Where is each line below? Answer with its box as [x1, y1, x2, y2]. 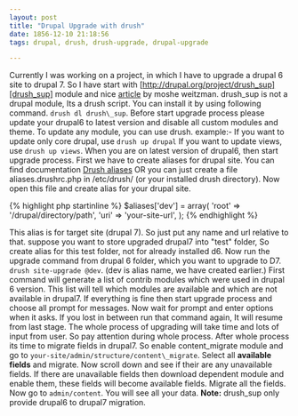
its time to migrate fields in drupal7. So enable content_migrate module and [9, 340, 284, 351]
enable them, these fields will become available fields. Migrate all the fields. [9, 379, 286, 389]
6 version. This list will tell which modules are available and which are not [9, 284, 278, 294]
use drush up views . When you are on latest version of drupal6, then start [9, 146, 278, 156]
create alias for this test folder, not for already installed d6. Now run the [9, 246, 270, 257]
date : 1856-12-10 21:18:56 [9, 29, 109, 38]
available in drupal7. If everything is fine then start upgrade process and [9, 293, 273, 304]
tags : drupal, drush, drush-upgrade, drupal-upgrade [9, 37, 209, 47]
